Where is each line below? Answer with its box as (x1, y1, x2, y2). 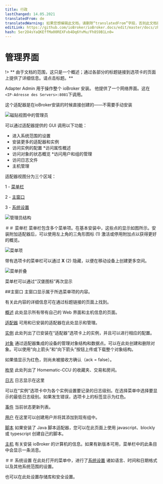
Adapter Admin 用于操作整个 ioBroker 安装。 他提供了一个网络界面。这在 (5, 85, 150, 91)
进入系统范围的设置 (12, 133, 51, 138)
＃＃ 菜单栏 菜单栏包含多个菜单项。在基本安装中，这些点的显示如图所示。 (5, 225, 152, 231)
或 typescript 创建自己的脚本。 (5, 431, 66, 436)
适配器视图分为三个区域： (5, 173, 56, 179)
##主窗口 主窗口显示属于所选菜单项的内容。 (5, 288, 93, 294)
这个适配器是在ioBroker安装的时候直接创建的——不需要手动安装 (5, 101, 132, 107)
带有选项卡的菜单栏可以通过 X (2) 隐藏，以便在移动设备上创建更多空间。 (5, 258, 149, 264)
